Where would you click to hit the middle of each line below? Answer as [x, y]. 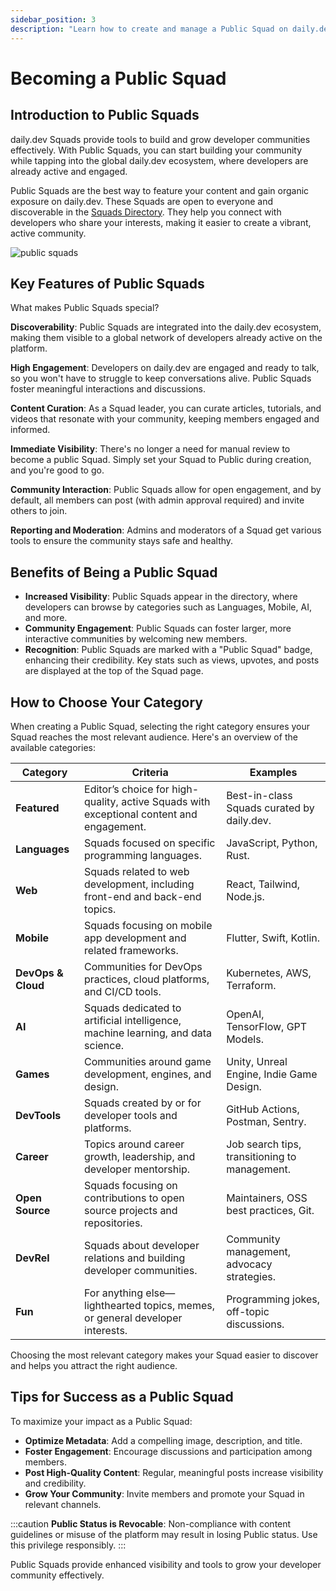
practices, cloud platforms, [147, 979]
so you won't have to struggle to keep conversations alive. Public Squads [161, 378]
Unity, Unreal [257, 1061]
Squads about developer [142, 1245]
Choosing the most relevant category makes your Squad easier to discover [164, 1355]
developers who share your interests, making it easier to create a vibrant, [161, 222]
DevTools [38, 1115]
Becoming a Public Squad [118, 78]
